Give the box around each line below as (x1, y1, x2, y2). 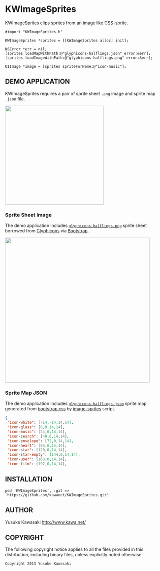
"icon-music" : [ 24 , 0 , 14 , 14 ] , (7, 429, 67, 434)
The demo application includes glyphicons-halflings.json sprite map (5, 400, 147, 406)
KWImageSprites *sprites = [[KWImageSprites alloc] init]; (5, 38, 129, 43)
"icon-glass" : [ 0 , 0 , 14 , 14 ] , (7, 425, 65, 430)
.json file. (5, 95, 25, 102)
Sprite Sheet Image (5, 211, 52, 218)
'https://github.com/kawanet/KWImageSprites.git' (5, 492, 109, 497)
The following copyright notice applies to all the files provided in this (5, 546, 144, 552)
